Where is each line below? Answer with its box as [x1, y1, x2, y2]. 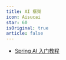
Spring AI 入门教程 [14, 48, 60, 55]
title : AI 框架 [6, 8, 42, 15]
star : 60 [6, 19, 28, 25]
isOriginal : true [6, 25, 49, 31]
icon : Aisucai [6, 14, 41, 20]
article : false [6, 31, 44, 36]
